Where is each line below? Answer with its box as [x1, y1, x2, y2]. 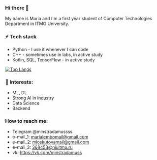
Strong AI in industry [12, 95, 54, 101]
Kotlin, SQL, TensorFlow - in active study [12, 56, 95, 63]
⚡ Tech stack [5, 33, 37, 40]
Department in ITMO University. [5, 21, 69, 27]
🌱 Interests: [5, 79, 33, 85]
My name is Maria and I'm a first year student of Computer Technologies [5, 16, 153, 22]
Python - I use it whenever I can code [12, 46, 89, 52]
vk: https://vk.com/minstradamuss [12, 150, 82, 156]
